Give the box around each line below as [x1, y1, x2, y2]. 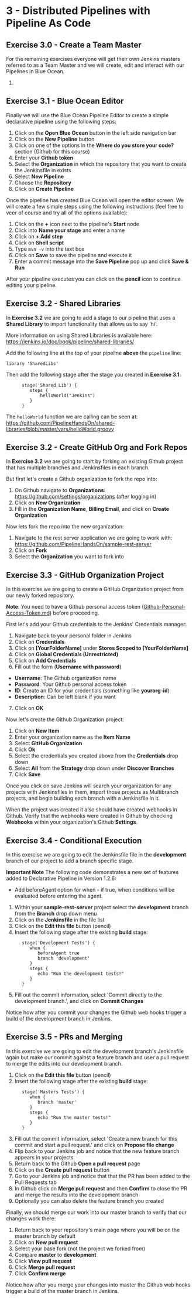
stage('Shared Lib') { [21, 382, 77, 388]
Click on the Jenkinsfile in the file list [14, 916, 105, 923]
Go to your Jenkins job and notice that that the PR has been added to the [14, 1172, 190, 1179]
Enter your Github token [14, 154, 74, 161]
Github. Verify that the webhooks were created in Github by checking [6, 813, 173, 820]
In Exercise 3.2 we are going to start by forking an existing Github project [6, 458, 183, 465]
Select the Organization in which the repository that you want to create [14, 160, 187, 168]
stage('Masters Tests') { [21, 1089, 85, 1095]
